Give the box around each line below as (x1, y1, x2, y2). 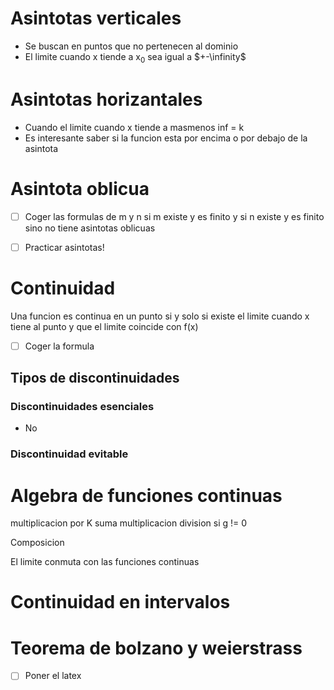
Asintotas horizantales (10, 88, 203, 111)
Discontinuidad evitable (10, 447, 129, 461)
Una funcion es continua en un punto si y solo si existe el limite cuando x (10, 310, 310, 322)
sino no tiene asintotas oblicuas (24, 222, 156, 234)
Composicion (10, 537, 65, 549)
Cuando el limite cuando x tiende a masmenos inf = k (24, 121, 245, 133)
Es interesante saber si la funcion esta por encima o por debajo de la (24, 132, 308, 144)
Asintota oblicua (10, 177, 150, 200)
